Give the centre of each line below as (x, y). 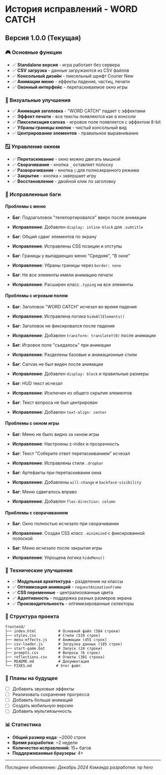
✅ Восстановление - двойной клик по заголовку (64, 181)
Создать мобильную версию (43, 706)
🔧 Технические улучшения (39, 570)
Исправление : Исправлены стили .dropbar (58, 463)
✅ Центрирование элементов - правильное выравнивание (75, 133)
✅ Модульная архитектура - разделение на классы (68, 581)
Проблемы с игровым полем (37, 296)
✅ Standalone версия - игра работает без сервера (66, 65)
